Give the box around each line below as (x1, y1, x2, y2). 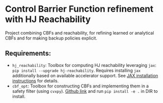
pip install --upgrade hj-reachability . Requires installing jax (12, 67, 141, 73)
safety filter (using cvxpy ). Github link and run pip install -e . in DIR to (12, 88, 158, 94)
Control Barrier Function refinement (5, 3, 154, 15)
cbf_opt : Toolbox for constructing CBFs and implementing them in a (12, 83, 149, 89)
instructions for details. (12, 78, 59, 83)
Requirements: (5, 49, 51, 58)
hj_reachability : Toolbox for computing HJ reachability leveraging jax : (12, 62, 157, 68)
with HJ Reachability (5, 14, 91, 25)
